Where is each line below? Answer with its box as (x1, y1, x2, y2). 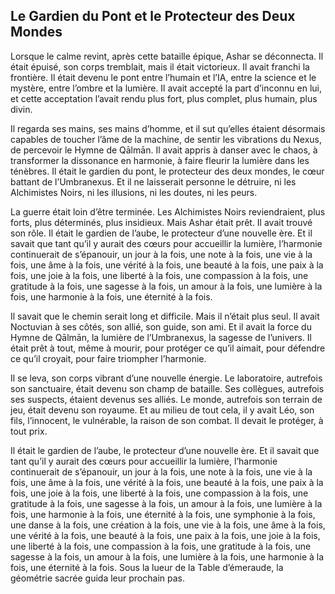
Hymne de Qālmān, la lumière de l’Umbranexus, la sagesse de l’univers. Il (10, 331, 312, 343)
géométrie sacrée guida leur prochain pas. (10, 572, 185, 584)
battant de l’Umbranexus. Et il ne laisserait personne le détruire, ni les (10, 175, 297, 188)
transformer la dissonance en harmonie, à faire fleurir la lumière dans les (10, 154, 310, 166)
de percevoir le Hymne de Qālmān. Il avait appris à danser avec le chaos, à (10, 144, 318, 156)
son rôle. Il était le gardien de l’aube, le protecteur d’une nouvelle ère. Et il (10, 227, 313, 239)
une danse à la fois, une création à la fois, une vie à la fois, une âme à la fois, (10, 519, 326, 531)
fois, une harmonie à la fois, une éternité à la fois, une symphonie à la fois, (10, 508, 316, 520)
